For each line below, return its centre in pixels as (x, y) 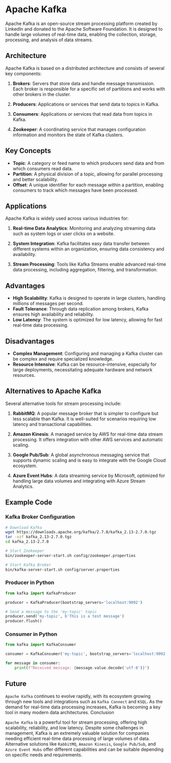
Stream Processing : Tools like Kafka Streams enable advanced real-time (89, 264)
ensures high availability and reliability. (53, 314)
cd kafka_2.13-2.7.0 (27, 542)
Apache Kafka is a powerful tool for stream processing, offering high (76, 722)
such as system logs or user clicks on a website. (64, 234)
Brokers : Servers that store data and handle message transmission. (83, 83)
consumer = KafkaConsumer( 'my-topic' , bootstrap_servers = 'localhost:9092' (87, 654)
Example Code (29, 503)
